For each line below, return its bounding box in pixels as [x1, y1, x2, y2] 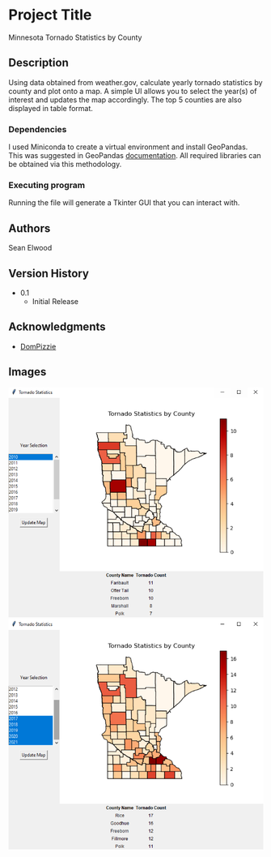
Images [8, 365, 47, 379]
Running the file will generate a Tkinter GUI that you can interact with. [8, 198, 240, 208]
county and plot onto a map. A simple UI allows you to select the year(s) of [8, 86, 257, 96]
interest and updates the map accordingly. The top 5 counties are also [8, 95, 243, 105]
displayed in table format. [8, 103, 93, 113]
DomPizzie [19, 341, 57, 351]
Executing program [8, 179, 86, 191]
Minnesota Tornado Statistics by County [8, 32, 142, 42]
